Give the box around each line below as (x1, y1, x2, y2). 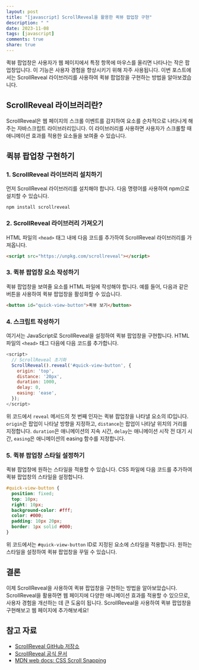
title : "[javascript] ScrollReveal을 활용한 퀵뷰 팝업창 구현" (6, 14, 153, 20)
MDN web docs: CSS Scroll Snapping (14, 656, 107, 663)
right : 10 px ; (11, 502, 44, 508)
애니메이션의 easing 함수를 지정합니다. (36, 435, 126, 442)
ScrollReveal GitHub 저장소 (14, 643, 80, 650)
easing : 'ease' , (17, 390, 58, 396)
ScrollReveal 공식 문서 (14, 650, 68, 657)
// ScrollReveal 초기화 (11, 357, 67, 363)
